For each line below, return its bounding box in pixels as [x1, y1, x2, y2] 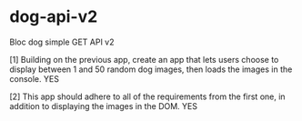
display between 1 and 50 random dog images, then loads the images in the [9, 64, 293, 75]
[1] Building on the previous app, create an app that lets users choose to [9, 54, 279, 65]
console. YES [9, 73, 59, 84]
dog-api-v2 [9, 6, 98, 27]
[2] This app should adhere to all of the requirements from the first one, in [9, 91, 286, 102]
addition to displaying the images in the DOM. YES [9, 100, 198, 111]
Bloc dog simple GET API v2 [9, 36, 116, 47]
